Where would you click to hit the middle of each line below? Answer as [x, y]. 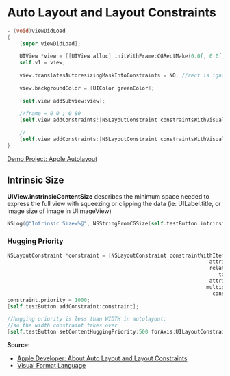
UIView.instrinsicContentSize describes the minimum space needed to [108, 197]
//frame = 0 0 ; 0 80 [50, 114]
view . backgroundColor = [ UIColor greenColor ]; [87, 88]
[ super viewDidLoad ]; [50, 43]
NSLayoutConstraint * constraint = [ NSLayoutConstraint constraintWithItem [116, 255]
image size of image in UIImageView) [59, 211]
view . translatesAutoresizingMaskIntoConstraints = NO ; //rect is [115, 76]
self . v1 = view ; [43, 63]
